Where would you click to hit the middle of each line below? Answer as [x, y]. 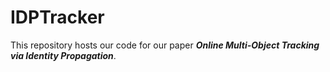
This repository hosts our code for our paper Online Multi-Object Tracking [165, 45]
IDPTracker [57, 17]
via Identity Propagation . [63, 55]
